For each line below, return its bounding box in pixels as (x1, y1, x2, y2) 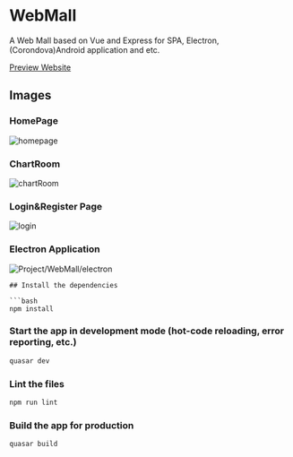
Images (9, 88, 52, 103)
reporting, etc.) (9, 336, 77, 349)
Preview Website (9, 62, 72, 73)
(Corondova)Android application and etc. (9, 44, 160, 55)
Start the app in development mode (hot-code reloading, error (9, 324, 285, 337)
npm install (9, 304, 54, 314)
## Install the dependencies (9, 280, 118, 289)
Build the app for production (9, 418, 134, 431)
